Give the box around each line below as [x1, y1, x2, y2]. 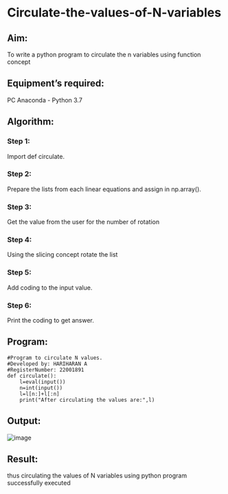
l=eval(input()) [19, 378, 67, 385]
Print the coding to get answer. [7, 316, 94, 324]
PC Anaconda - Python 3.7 [7, 96, 82, 104]
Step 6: [7, 301, 32, 310]
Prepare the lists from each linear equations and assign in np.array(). [7, 184, 201, 193]
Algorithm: [7, 116, 54, 128]
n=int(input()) [19, 384, 63, 391]
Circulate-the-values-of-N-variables [7, 5, 222, 21]
